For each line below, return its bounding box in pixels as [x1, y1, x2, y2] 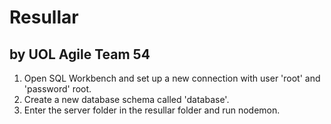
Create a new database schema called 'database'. [23, 94, 230, 105]
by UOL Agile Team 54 [9, 46, 151, 63]
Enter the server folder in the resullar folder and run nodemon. [23, 104, 281, 116]
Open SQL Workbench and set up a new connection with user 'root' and [23, 72, 321, 84]
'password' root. [23, 83, 92, 95]
